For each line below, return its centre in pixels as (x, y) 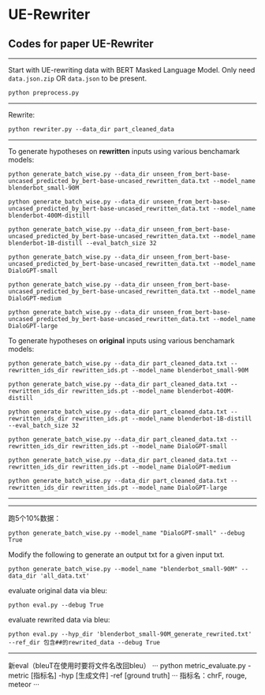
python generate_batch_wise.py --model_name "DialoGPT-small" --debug (127, 533)
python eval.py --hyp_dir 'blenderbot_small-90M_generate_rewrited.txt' (130, 634)
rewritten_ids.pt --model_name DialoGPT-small (149, 447)
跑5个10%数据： (35, 518)
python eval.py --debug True (56, 605)
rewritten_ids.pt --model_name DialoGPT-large (149, 488)
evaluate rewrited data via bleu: (59, 620)
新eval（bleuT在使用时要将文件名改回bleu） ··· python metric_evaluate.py (127, 665)
